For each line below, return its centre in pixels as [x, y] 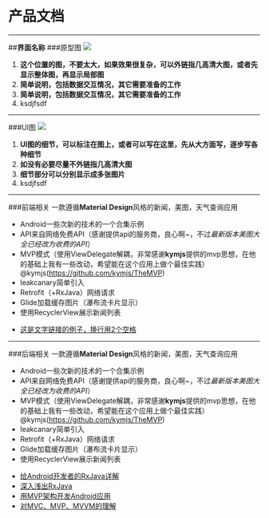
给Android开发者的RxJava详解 [69, 476]
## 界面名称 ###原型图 [45, 47]
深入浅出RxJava [46, 486]
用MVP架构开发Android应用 [65, 496]
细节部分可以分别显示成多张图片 [72, 174]
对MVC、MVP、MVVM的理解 [68, 506]
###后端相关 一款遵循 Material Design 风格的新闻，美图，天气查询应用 [123, 354]
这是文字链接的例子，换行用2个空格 [78, 329]
